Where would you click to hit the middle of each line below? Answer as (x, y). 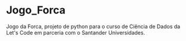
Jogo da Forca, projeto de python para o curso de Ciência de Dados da (93, 26)
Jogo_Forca (36, 10)
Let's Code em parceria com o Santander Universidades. (76, 32)
